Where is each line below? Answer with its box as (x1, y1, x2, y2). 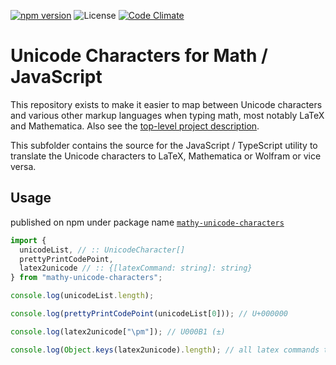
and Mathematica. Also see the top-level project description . (10, 120, 260, 132)
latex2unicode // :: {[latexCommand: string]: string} (19, 263, 253, 274)
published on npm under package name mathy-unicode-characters (10, 216, 285, 228)
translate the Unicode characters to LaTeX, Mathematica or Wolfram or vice (10, 150, 322, 162)
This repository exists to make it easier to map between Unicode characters (10, 98, 323, 110)
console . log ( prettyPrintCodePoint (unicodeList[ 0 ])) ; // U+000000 (10, 309, 288, 319)
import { (10, 235, 47, 245)
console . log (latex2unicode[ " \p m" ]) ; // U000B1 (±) (10, 326, 226, 337)
